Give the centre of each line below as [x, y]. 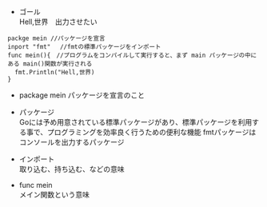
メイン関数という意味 [54, 195]
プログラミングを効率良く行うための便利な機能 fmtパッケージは [151, 132]
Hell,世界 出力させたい [58, 22]
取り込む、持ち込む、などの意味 [72, 169]
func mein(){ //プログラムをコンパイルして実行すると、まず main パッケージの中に [132, 55]
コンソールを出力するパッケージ [72, 142]
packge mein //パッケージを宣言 [56, 38]
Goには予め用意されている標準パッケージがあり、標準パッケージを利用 [135, 122]
